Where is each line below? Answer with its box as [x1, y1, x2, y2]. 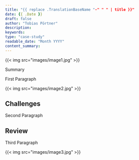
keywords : [5, 30, 25, 35]
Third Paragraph [5, 140, 38, 146]
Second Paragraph [5, 113, 43, 118]
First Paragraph [5, 76, 37, 82]
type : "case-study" [5, 35, 45, 40]
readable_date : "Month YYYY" [5, 39, 65, 44]
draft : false [5, 16, 32, 21]
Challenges [5, 100, 41, 108]
